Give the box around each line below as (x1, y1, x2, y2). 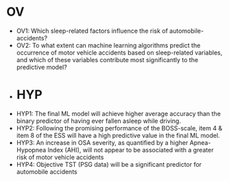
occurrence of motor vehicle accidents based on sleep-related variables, (16, 48, 223, 57)
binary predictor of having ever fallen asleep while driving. (16, 117, 181, 125)
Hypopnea (16, 145, 47, 154)
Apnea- (189, 138, 211, 147)
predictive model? (16, 63, 68, 71)
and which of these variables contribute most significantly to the (16, 55, 199, 64)
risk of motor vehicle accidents (16, 153, 104, 161)
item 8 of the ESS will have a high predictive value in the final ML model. (16, 131, 220, 139)
